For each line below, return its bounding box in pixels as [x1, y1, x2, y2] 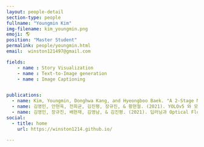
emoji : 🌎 [6, 31, 30, 38]
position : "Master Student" [6, 37, 78, 43]
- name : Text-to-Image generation [17, 70, 107, 76]
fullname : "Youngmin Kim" [6, 20, 72, 26]
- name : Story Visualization [17, 65, 94, 71]
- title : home [12, 120, 47, 126]
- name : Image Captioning [17, 76, 86, 82]
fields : [6, 59, 26, 65]
